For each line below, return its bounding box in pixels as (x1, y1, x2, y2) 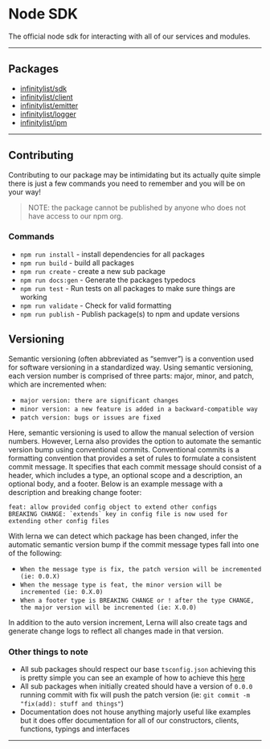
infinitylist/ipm (19, 117, 67, 127)
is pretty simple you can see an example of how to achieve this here (19, 673, 245, 682)
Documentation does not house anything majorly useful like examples (19, 706, 252, 716)
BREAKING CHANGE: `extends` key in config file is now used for (8, 510, 228, 518)
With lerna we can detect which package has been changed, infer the (8, 531, 239, 541)
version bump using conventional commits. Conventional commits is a (8, 444, 239, 454)
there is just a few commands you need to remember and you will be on (8, 178, 245, 188)
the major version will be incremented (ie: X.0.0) (19, 604, 197, 612)
